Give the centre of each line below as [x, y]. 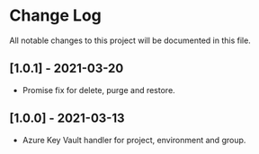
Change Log [55, 16]
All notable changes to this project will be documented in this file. [130, 40]
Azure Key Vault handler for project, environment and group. [134, 140]
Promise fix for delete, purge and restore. [98, 90]
